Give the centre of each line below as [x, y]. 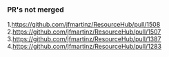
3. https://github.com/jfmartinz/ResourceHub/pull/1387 [84, 39]
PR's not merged [36, 10]
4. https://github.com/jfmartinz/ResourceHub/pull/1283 [84, 47]
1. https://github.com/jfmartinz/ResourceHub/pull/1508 [84, 25]
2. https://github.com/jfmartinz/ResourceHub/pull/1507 [84, 32]
